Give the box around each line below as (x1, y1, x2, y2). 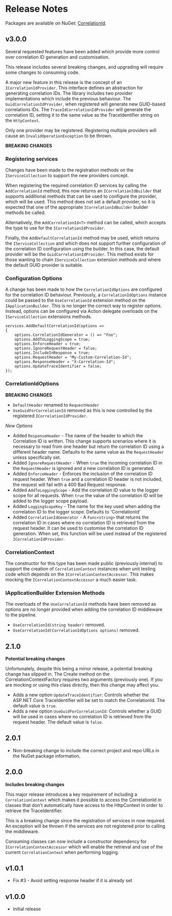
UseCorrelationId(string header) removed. (12, 622, 105, 628)
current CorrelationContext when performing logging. (5, 849, 119, 855)
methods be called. (5, 209, 46, 216)
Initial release (12, 906, 41, 912)
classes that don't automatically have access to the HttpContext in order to (5, 802, 163, 808)
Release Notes (5, 3, 68, 15)
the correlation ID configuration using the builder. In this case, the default (5, 246, 160, 252)
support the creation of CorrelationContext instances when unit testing (5, 565, 156, 571)
